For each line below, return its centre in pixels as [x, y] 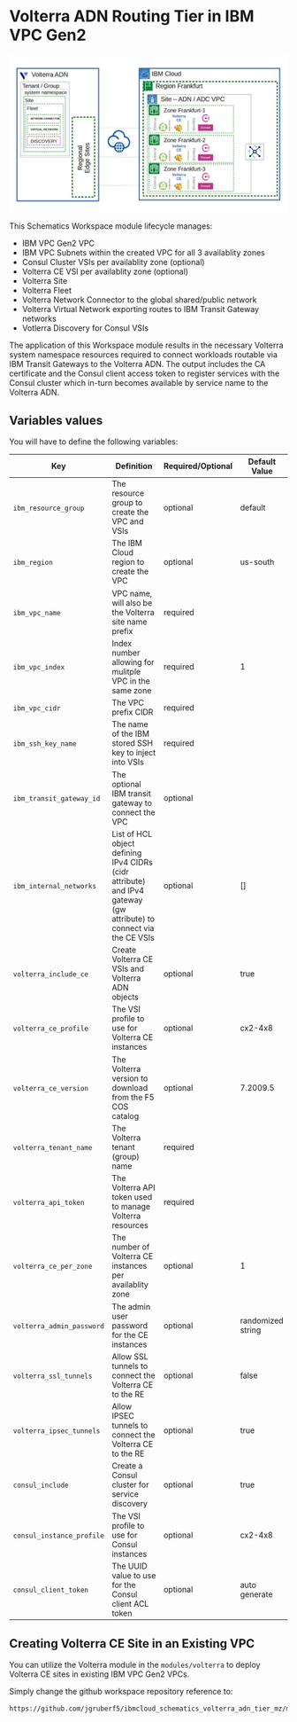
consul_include [41, 1486]
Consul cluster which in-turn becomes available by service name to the [139, 383]
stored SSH [132, 743]
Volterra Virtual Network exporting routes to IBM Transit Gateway [140, 309]
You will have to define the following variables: [94, 442]
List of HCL [132, 834]
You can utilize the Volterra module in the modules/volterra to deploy [135, 1665]
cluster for [130, 1485]
